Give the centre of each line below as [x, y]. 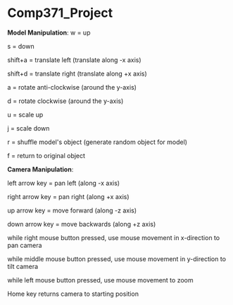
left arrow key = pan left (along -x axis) [64, 183]
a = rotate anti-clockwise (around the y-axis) [72, 87]
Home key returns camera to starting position [73, 294]
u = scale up [25, 114]
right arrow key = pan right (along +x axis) [68, 196]
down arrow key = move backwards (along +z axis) [82, 224]
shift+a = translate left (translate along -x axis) [75, 60]
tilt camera [23, 266]
